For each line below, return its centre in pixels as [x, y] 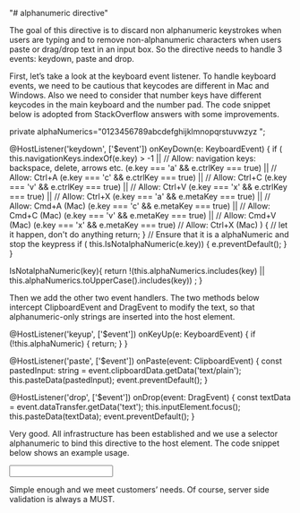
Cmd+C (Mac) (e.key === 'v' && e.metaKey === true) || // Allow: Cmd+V [143, 215]
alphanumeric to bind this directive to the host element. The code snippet [145, 443]
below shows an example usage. [69, 453]
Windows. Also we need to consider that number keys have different [135, 95]
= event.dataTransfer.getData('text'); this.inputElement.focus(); [125, 407]
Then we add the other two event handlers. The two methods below [134, 298]
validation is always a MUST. [62, 499]
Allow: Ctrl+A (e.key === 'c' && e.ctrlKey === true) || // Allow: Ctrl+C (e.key [148, 177]
